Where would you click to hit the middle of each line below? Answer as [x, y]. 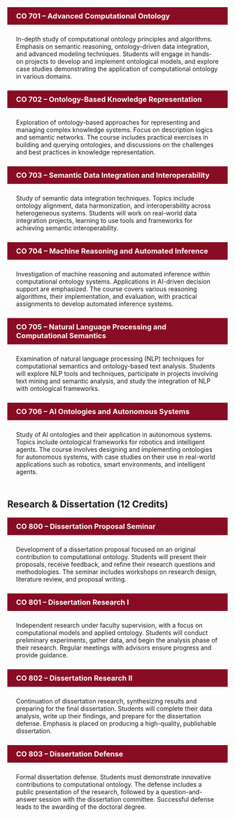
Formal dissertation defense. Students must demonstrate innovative [114, 777]
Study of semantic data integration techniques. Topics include [105, 198]
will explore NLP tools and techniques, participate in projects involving [117, 374]
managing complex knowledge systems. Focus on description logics [115, 130]
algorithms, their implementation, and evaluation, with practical [107, 296]
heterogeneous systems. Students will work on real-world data [107, 213]
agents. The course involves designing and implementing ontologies [114, 449]
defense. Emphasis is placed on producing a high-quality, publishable [116, 723]
